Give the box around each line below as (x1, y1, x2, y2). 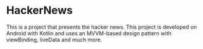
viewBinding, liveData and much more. (6, 36, 102, 43)
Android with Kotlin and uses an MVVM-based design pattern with (6, 29, 171, 36)
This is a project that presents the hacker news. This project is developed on (6, 23, 197, 30)
